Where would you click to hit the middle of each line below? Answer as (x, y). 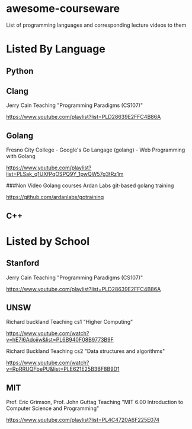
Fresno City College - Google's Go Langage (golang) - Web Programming (96, 150)
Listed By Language (56, 49)
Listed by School (48, 241)
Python (20, 71)
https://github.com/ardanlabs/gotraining (55, 197)
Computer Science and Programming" (53, 408)
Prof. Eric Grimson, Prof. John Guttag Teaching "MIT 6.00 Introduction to (95, 402)
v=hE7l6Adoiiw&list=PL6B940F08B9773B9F (60, 340)
